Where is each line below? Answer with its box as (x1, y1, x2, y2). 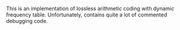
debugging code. (6, 18, 49, 24)
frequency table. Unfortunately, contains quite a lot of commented (6, 11, 168, 18)
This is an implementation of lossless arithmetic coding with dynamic (6, 5, 175, 12)
